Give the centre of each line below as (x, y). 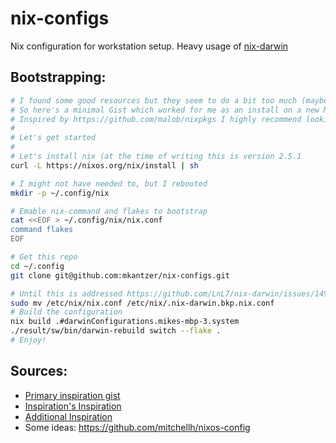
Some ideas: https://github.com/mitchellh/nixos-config (137, 427)
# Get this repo (44, 257)
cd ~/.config (37, 266)
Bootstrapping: (58, 77)
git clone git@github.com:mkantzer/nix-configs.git (120, 275)
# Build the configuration (66, 312)
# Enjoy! (28, 340)
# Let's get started (53, 138)
